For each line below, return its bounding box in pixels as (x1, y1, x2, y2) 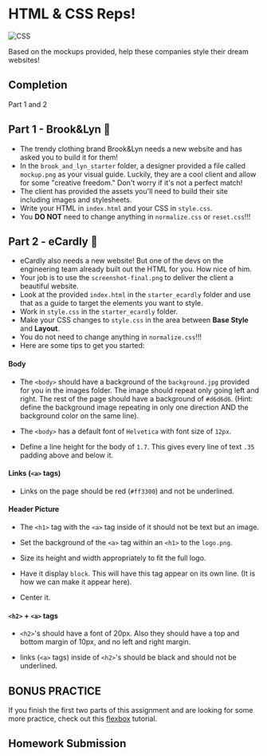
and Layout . (19, 324, 60, 334)
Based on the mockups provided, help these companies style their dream (8, 46, 249, 56)
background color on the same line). (19, 410, 139, 420)
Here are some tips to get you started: (19, 341, 145, 350)
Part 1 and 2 (8, 99, 48, 109)
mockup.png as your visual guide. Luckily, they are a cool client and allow (19, 169, 257, 179)
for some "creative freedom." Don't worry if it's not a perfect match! (19, 177, 243, 188)
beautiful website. (19, 281, 79, 291)
